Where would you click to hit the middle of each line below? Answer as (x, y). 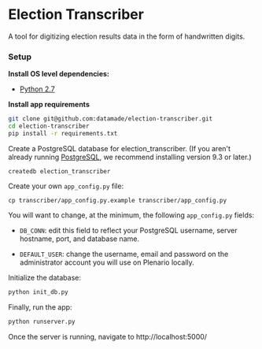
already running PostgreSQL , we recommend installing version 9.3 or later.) (130, 157)
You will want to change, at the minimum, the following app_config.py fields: (131, 215)
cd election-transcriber (49, 126)
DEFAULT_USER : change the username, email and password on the (124, 254)
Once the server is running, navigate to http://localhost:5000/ (107, 336)
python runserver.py (42, 321)
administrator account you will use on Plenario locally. (107, 262)
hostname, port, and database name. (79, 239)
